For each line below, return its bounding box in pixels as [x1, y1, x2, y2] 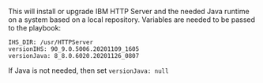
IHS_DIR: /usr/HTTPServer [8, 38, 93, 46]
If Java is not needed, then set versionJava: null [8, 66, 169, 75]
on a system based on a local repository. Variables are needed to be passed [8, 15, 255, 24]
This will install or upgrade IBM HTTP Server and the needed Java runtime [8, 7, 250, 16]
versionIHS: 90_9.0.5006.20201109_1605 [8, 45, 140, 53]
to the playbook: [8, 23, 62, 32]
